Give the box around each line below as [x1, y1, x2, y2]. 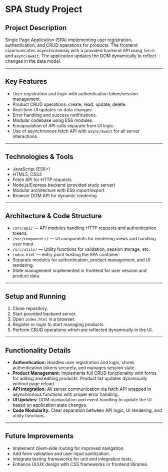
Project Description [5, 24, 67, 32]
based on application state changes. [12, 402, 87, 408]
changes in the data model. [5, 58, 61, 64]
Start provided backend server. [12, 311, 76, 317]
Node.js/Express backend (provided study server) [12, 182, 115, 188]
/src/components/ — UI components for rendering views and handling [12, 236, 156, 242]
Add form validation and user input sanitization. [12, 450, 110, 456]
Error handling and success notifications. [12, 112, 97, 118]
